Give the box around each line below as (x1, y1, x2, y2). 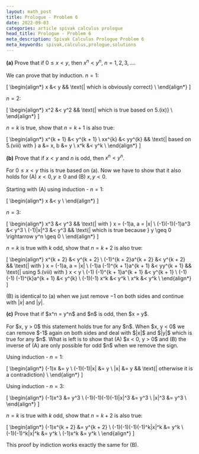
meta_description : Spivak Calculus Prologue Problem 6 (6, 36, 145, 42)
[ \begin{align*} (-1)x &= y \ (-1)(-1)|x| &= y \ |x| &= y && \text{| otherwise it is (6, 365, 193, 372)
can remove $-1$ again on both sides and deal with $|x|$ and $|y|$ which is (6, 329, 192, 336)
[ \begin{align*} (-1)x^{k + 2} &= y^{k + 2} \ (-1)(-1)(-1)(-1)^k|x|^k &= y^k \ (6, 424, 184, 431)
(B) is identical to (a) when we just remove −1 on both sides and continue (6, 293, 184, 300)
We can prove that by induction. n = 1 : (6, 72, 99, 79)
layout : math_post (6, 8, 52, 15)
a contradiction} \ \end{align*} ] (6, 372, 84, 379)
